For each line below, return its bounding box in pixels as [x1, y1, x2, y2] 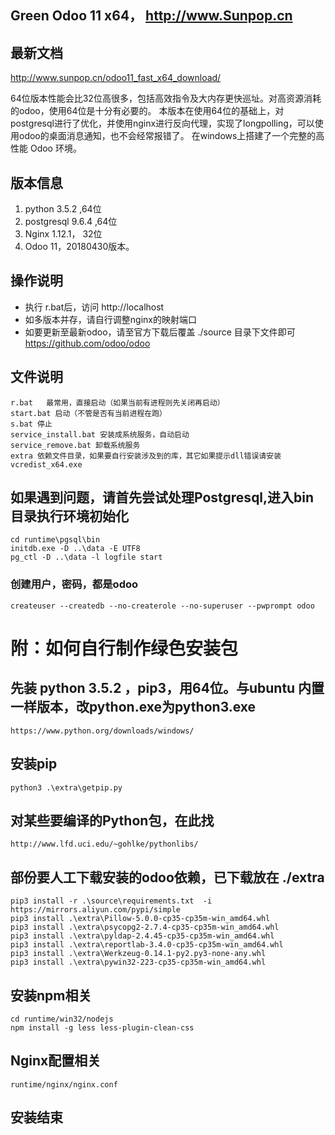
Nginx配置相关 [10, 1052, 102, 1070]
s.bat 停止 [10, 419, 53, 429]
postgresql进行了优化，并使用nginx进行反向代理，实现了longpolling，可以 [10, 117, 315, 130]
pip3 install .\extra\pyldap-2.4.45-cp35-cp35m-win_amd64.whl [10, 931, 275, 941]
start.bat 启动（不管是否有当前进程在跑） [10, 408, 167, 418]
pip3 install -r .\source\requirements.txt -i [10, 896, 213, 906]
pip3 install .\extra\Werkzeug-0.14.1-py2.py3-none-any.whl [10, 949, 267, 959]
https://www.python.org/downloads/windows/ [10, 726, 195, 736]
